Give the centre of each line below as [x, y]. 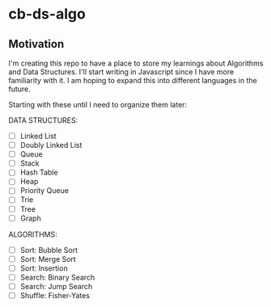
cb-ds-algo [47, 14]
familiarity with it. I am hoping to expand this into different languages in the [133, 80]
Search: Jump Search [56, 286]
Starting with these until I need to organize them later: [98, 105]
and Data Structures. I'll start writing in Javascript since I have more [121, 72]
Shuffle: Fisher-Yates [55, 295]
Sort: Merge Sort [48, 259]
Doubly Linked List [51, 145]
